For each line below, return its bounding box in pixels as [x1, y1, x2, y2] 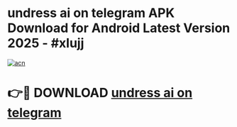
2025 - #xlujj [7, 35, 84, 51]
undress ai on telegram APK [7, 5, 175, 21]
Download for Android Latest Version [7, 20, 231, 36]
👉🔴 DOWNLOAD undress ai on [7, 85, 193, 101]
